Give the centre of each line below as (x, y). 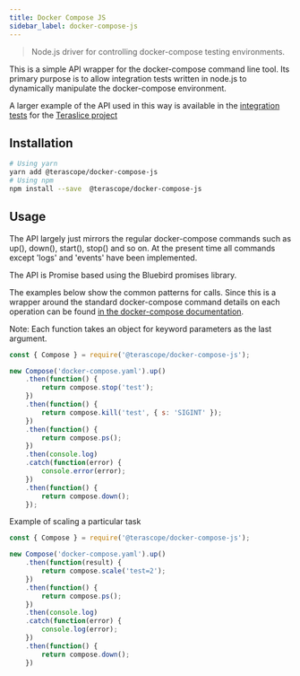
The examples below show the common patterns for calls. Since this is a (143, 292)
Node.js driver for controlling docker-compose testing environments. (158, 51)
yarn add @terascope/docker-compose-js (84, 172)
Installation (41, 143)
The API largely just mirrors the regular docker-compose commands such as (150, 238)
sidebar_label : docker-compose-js (74, 26)
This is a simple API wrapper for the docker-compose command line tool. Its (150, 69)
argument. (28, 338)
